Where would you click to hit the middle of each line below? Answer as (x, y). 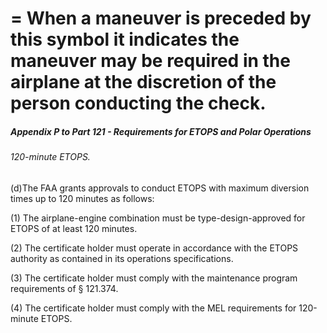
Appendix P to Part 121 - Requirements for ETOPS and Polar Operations (161, 131)
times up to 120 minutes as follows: (82, 198)
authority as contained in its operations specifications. (122, 258)
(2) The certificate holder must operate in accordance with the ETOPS (154, 248)
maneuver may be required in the (150, 61)
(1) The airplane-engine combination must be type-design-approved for (158, 218)
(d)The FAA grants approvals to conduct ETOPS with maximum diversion (160, 188)
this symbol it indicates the (125, 39)
